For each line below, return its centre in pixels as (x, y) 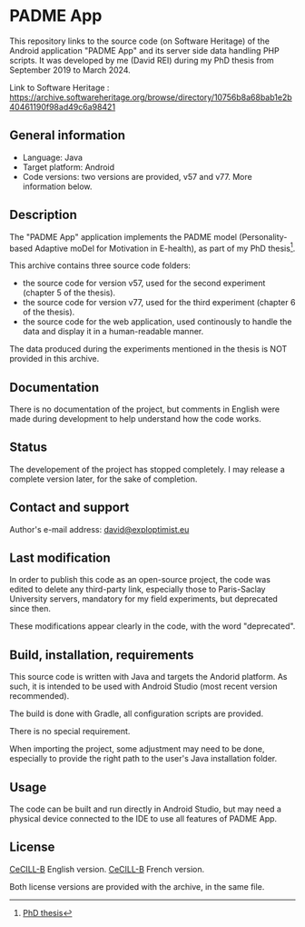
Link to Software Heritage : (59, 87)
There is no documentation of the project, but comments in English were (144, 409)
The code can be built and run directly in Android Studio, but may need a (145, 809)
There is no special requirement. (70, 732)
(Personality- (263, 236)
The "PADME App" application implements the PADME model (123, 236)
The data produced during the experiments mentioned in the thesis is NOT (148, 349)
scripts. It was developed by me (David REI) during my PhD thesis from (142, 60)
